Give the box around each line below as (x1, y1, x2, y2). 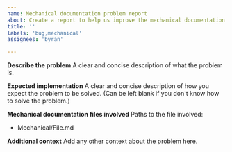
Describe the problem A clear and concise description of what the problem (7, 61, 224, 69)
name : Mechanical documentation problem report (7, 10, 148, 17)
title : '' (7, 23, 36, 30)
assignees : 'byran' (7, 36, 64, 43)
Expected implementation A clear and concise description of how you (7, 82, 210, 90)
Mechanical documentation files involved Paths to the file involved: (7, 110, 204, 119)
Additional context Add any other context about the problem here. (7, 137, 198, 146)
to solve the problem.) (7, 96, 71, 105)
